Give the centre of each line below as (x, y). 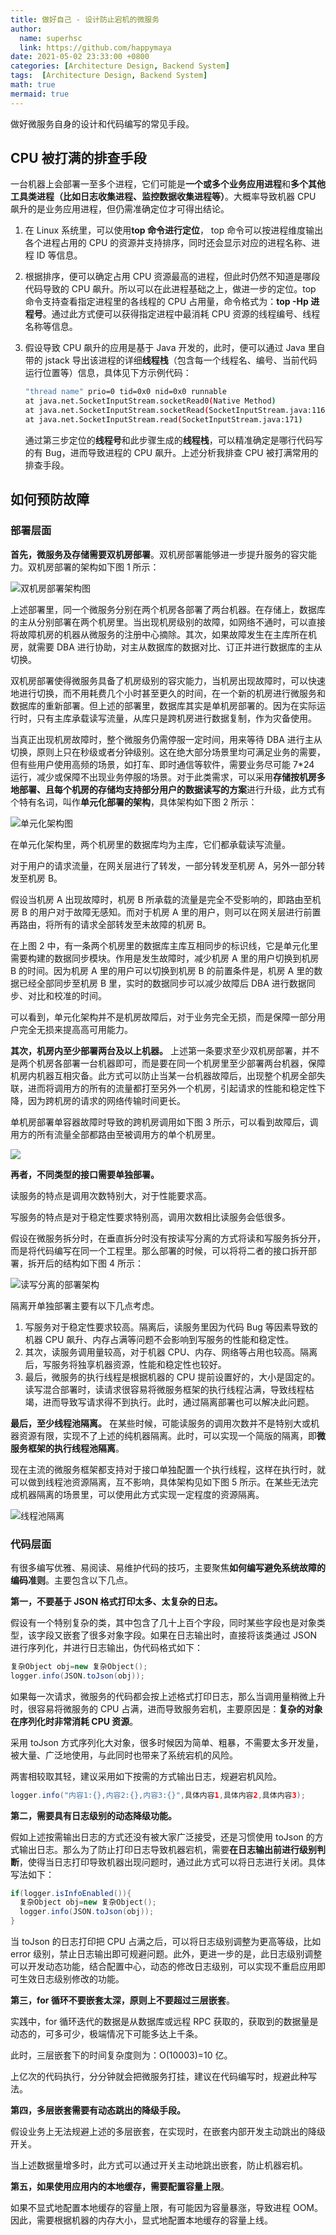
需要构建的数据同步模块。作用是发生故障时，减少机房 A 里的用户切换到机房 (165, 958)
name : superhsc (51, 38)
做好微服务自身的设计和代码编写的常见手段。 (102, 123)
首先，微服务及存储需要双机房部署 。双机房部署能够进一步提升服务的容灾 (159, 554)
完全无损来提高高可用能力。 (75, 1029)
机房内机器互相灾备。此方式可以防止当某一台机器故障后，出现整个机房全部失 (168, 1075)
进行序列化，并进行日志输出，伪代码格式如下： (106, 1647)
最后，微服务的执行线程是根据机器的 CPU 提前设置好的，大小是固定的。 (172, 1377)
